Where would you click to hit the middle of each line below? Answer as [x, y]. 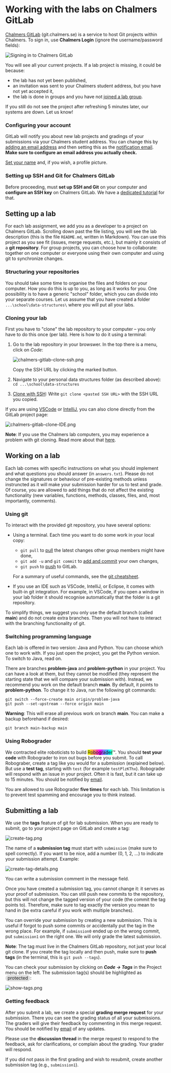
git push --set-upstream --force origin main [54, 704]
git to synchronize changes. [34, 258]
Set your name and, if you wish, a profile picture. [56, 162]
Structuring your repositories [42, 272]
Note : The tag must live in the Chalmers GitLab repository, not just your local [86, 946]
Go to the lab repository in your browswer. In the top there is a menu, [85, 344]
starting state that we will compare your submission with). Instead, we [79, 679]
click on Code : [28, 350]
